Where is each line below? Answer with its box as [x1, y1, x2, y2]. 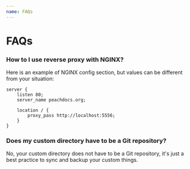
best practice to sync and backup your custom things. [6, 157, 138, 164]
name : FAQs [6, 8, 33, 15]
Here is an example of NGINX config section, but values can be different [6, 69, 183, 76]
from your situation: [6, 75, 55, 82]
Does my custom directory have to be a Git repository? [6, 137, 167, 145]
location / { [17, 107, 49, 113]
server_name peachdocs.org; [17, 97, 86, 103]
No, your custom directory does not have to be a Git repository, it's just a [6, 150, 184, 157]
